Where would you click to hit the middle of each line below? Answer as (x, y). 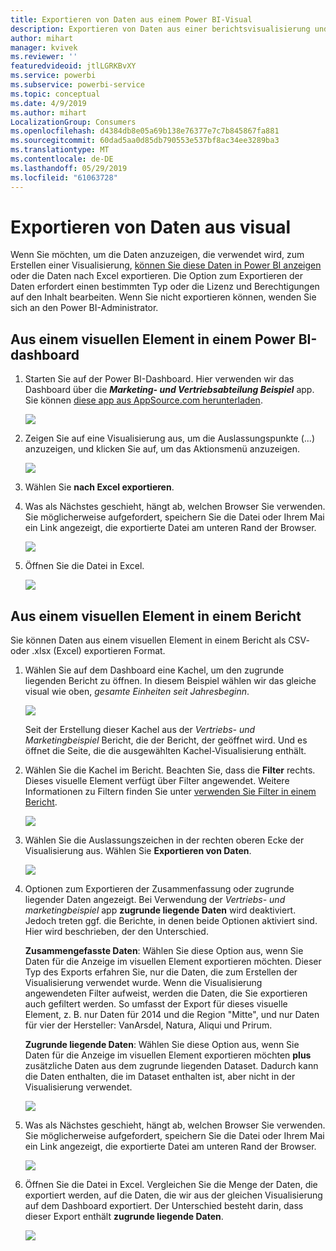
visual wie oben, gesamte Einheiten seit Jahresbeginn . (137, 692)
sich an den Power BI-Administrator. (84, 308)
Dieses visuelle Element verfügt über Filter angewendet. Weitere (157, 781)
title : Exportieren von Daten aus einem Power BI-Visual (131, 19)
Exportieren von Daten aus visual (151, 227)
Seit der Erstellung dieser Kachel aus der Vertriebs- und (140, 730)
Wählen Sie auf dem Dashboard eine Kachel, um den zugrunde (154, 670)
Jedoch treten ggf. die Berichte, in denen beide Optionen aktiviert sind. (171, 921)
